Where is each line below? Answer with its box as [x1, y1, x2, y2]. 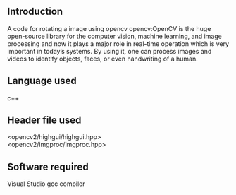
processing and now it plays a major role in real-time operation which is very [7, 39, 230, 48]
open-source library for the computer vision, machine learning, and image [7, 32, 222, 40]
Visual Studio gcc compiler [7, 179, 86, 188]
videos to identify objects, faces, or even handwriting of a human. [7, 54, 199, 63]
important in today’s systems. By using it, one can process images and [7, 47, 212, 55]
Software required [7, 160, 89, 172]
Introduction [7, 6, 63, 18]
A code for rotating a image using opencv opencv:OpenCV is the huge [7, 24, 211, 32]
